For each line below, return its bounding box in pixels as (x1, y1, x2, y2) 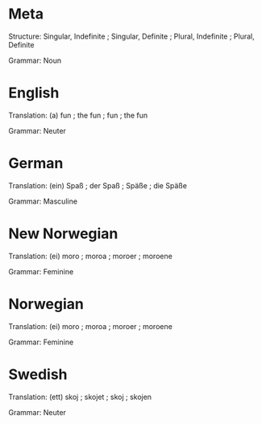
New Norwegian (8, 224, 119, 242)
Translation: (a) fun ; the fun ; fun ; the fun (8, 110, 148, 120)
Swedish (8, 365, 68, 383)
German (8, 154, 64, 173)
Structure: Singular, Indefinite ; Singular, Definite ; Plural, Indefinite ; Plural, (8, 31, 256, 41)
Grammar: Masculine (8, 196, 78, 206)
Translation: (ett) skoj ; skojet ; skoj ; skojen (8, 392, 152, 401)
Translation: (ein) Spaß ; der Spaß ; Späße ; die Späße (8, 180, 188, 190)
